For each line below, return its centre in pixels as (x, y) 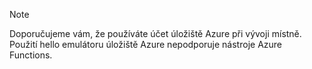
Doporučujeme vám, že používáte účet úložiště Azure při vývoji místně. (155, 33)
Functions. (31, 55)
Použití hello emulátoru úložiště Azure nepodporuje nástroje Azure (145, 44)
